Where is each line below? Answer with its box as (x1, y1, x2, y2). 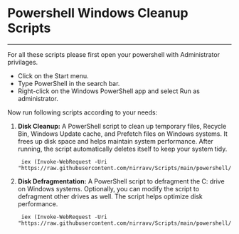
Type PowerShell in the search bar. (17, 79, 120, 87)
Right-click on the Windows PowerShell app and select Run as (17, 87, 201, 95)
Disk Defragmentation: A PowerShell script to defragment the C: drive (17, 176, 225, 186)
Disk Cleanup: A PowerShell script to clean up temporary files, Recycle (17, 122, 227, 130)
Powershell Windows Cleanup (7, 5, 188, 21)
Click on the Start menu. (17, 71, 89, 80)
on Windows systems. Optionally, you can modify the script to (17, 184, 200, 193)
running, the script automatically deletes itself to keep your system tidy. (17, 144, 228, 153)
